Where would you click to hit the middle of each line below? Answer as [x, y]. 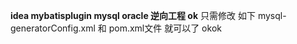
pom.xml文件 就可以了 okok [165, 28]
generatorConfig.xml [53, 28]
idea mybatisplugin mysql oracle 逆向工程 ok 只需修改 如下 [133, 15]
